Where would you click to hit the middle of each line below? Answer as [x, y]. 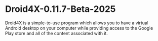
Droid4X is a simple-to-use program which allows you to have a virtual [77, 23]
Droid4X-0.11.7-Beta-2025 [60, 9]
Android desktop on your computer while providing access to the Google [79, 28]
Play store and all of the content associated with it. [56, 33]
